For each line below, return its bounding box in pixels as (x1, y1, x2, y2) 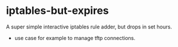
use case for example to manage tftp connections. (14, 34, 136, 41)
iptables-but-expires (6, 4, 109, 17)
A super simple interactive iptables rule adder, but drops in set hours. (6, 23, 172, 30)
